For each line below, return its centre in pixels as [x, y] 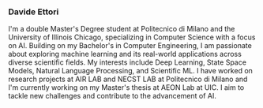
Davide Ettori [34, 12]
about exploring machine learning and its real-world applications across [125, 54]
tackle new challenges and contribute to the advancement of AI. [113, 96]
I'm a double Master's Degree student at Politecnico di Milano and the [122, 29]
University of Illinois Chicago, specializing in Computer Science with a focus [132, 37]
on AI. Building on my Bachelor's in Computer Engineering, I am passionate [130, 46]
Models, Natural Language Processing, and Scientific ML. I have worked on [130, 71]
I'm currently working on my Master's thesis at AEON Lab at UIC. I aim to [126, 88]
